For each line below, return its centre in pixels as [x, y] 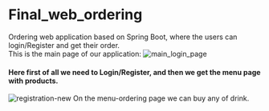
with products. [33, 81]
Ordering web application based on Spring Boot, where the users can [123, 37]
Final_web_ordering [75, 15]
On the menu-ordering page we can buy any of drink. [161, 98]
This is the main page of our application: [75, 54]
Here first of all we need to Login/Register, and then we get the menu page [134, 72]
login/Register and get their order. [64, 45]
